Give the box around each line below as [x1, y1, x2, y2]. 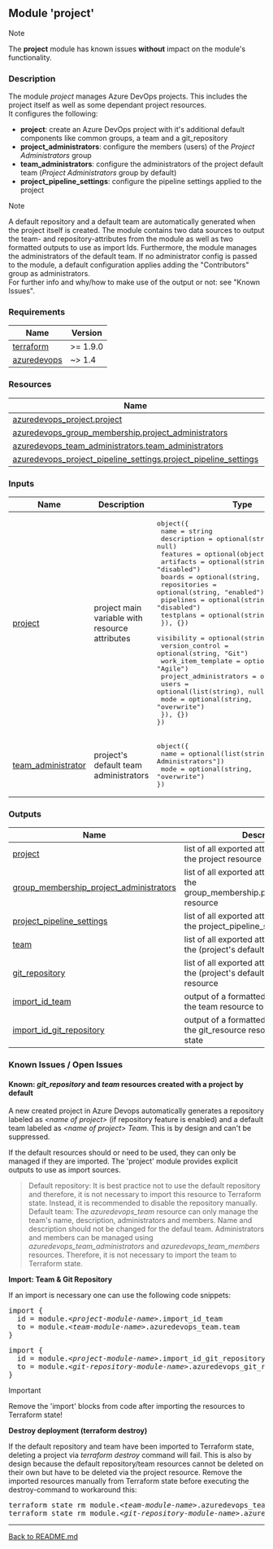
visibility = [157, 634, 205, 642]
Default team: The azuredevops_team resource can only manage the [28, 1207, 258, 1217]
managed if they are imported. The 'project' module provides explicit [8, 1156, 238, 1166]
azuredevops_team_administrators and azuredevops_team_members [28, 1242, 260, 1252]
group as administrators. [8, 269, 91, 279]
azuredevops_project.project [12, 413, 123, 425]
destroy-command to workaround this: [8, 1485, 137, 1494]
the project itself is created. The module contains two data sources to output [8, 226, 265, 235]
